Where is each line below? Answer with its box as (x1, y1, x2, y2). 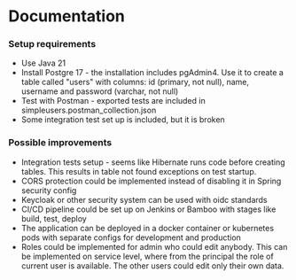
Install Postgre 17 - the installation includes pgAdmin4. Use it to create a (20, 67, 284, 78)
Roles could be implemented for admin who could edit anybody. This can (20, 241, 288, 252)
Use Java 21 (20, 58, 66, 68)
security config (20, 184, 77, 196)
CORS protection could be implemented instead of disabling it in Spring (20, 175, 282, 186)
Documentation (8, 6, 126, 27)
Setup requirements (8, 38, 97, 51)
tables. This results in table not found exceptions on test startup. (20, 166, 257, 176)
